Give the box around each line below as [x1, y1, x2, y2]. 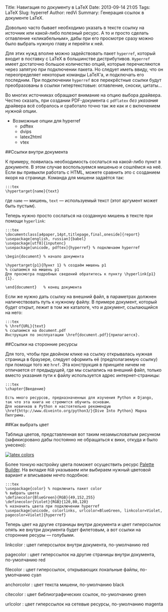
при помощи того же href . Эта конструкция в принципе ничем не [5, 361, 145, 368]
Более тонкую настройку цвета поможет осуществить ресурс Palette [5, 461, 154, 467]
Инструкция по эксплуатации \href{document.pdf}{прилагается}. [5, 332, 140, 337]
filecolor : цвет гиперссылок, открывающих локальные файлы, [5, 567, 139, 572]
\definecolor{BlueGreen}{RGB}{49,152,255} [5, 495, 95, 500]
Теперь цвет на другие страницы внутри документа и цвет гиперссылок [5, 522, 161, 527]
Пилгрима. [5, 413, 26, 418]
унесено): [5, 442, 27, 448]
